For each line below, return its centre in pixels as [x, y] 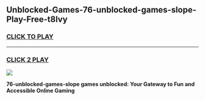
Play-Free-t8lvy [37, 20]
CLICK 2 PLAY [27, 59]
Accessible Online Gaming [41, 90]
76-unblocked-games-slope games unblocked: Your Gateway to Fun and [101, 84]
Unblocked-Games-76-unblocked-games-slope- [102, 10]
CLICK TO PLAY [30, 37]
